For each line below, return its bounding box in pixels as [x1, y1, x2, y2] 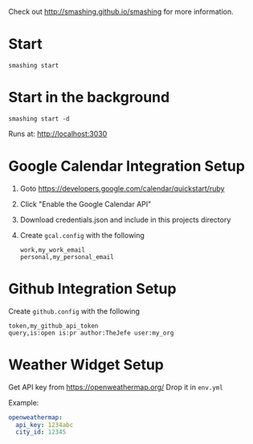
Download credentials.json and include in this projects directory [19, 215, 231, 224]
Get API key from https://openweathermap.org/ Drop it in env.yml [8, 382, 223, 392]
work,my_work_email [19, 245, 86, 254]
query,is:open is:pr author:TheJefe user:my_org [8, 329, 174, 337]
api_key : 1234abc [15, 421, 74, 429]
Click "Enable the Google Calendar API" [19, 199, 152, 208]
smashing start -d [8, 114, 70, 123]
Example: [8, 397, 39, 407]
